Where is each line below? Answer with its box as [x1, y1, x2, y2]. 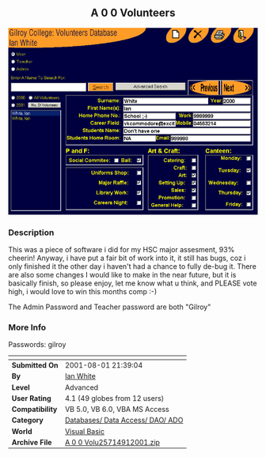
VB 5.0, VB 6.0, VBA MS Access [64, 405, 169, 414]
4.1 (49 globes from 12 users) [64, 393, 165, 402]
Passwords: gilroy [8, 340, 66, 349]
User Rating [11, 393, 51, 402]
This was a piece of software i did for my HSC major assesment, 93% [8, 245, 235, 255]
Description [8, 227, 55, 238]
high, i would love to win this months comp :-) [8, 287, 158, 296]
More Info [8, 322, 47, 333]
